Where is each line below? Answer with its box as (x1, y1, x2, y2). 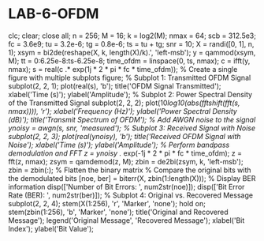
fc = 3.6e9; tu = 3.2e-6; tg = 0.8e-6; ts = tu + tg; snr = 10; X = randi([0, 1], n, (8, 39, 255, 48)
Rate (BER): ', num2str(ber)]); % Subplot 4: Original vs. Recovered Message (8, 190, 254, 200)
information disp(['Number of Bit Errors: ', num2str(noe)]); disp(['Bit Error (8, 182, 245, 191)
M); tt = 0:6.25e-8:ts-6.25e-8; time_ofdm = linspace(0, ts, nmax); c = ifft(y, (8, 56, 251, 66)
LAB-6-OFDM (8, 5, 99, 23)
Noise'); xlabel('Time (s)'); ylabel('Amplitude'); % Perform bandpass (8, 140, 230, 149)
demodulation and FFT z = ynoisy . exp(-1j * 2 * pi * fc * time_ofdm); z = (8, 148, 243, 158)
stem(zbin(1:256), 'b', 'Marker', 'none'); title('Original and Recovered (8, 207, 229, 217)
